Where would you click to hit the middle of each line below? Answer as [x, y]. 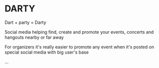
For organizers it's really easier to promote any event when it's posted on [79, 47]
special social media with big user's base [47, 52]
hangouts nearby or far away [34, 37]
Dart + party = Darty [26, 22]
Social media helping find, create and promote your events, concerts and [79, 32]
